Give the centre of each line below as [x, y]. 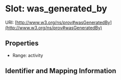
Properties [22, 43]
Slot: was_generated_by [56, 9]
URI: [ [11, 22]
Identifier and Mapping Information [61, 71]
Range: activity [28, 55]
